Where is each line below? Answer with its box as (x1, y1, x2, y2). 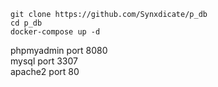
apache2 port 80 (10, 66, 80, 77)
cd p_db (10, 18, 43, 28)
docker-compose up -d (10, 27, 101, 37)
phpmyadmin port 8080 (10, 45, 108, 56)
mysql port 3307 (10, 55, 78, 67)
